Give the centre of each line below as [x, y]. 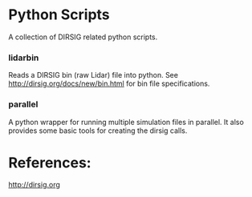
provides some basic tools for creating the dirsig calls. [98, 131]
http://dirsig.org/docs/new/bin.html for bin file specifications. [109, 84]
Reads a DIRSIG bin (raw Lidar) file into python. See [93, 75]
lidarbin [24, 58]
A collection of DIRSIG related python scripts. [83, 37]
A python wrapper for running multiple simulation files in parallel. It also [126, 122]
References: [50, 163]
